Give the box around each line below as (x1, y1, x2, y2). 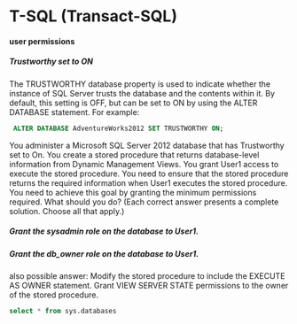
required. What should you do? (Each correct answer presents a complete (9, 197, 279, 207)
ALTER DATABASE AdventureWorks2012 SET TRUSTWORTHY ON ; (12, 124, 224, 133)
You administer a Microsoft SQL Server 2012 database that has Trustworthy (9, 140, 285, 150)
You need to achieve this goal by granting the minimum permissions (9, 187, 257, 197)
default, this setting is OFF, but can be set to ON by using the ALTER (9, 97, 258, 108)
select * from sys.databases (9, 306, 117, 315)
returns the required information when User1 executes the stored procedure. (9, 177, 288, 188)
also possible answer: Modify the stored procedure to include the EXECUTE (9, 270, 285, 281)
